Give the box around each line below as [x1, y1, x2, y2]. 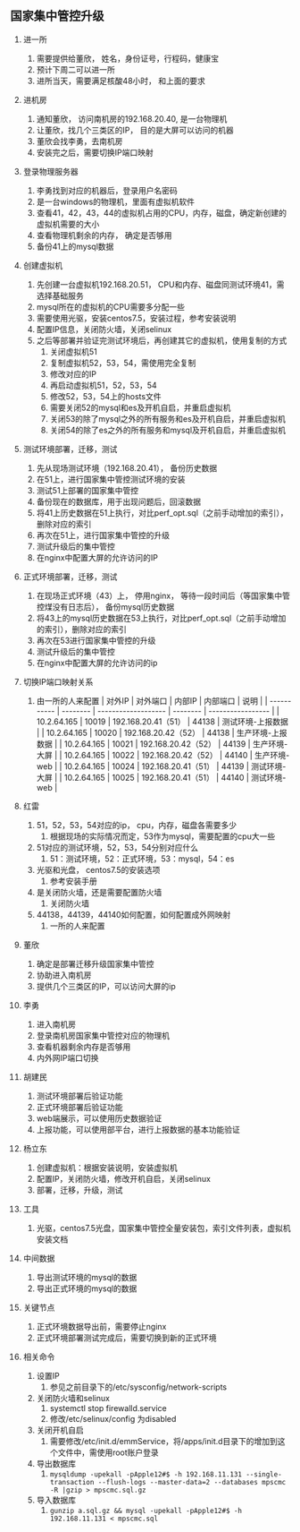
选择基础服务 [36, 290, 84, 301]
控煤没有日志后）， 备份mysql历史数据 [36, 601, 175, 612]
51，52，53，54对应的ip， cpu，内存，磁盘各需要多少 [36, 819, 237, 830]
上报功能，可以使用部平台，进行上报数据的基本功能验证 [36, 1124, 240, 1134]
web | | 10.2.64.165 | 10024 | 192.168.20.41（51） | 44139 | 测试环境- [36, 760, 287, 772]
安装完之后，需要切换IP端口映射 [36, 147, 154, 158]
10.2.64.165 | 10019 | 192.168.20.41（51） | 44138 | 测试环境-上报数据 [36, 715, 288, 727]
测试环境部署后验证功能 [36, 1091, 123, 1101]
